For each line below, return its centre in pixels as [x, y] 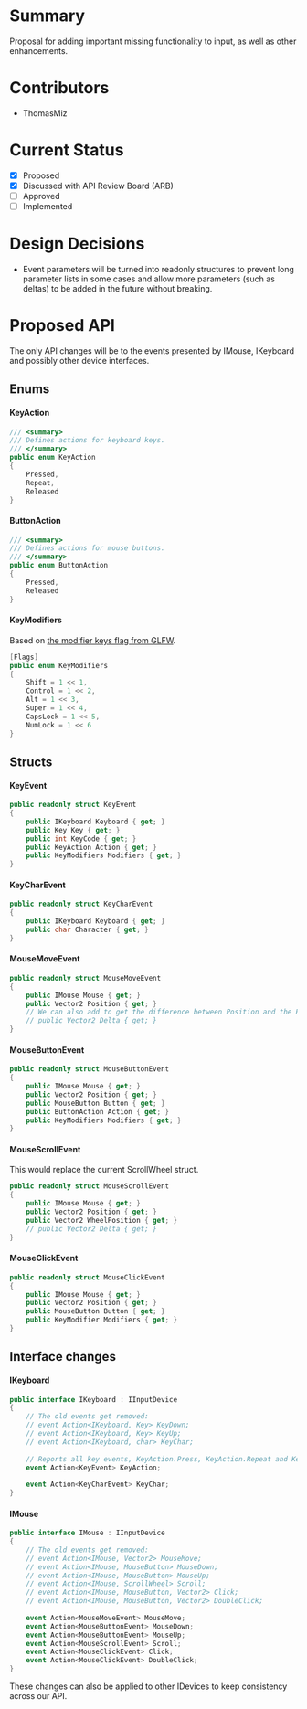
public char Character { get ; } [87, 929]
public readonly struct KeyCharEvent [81, 904]
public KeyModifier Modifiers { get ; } [102, 1320]
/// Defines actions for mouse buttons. [88, 548]
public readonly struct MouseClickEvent [88, 1277]
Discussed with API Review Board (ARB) [98, 186]
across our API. [38, 1696]
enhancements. [39, 50]
